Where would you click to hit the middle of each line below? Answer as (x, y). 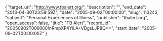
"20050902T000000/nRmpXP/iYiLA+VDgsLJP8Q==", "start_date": (73, 28)
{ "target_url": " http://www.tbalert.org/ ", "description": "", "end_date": (76, 7)
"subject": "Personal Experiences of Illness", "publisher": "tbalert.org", (77, 18)
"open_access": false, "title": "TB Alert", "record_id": (59, 23)
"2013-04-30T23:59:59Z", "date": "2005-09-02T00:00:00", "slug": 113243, (82, 12)
